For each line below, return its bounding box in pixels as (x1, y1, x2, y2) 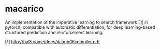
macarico (5, 3, 44, 14)
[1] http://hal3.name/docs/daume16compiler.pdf (5, 38, 100, 44)
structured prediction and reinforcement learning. (5, 29, 104, 35)
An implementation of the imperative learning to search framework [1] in (5, 19, 148, 25)
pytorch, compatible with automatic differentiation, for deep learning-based (5, 24, 156, 30)
